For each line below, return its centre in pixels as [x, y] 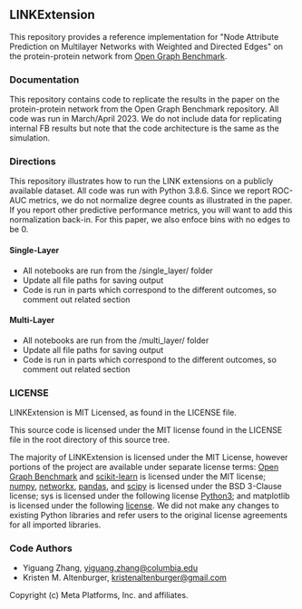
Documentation [44, 79]
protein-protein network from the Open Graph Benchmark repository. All [144, 109]
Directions [33, 162]
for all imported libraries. [55, 525]
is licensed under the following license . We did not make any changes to [144, 506]
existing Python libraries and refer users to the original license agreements [149, 516]
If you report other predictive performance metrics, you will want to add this [151, 210]
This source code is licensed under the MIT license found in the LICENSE [146, 430]
